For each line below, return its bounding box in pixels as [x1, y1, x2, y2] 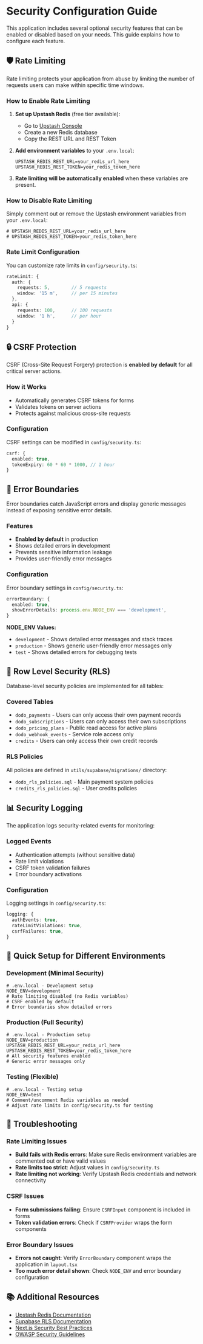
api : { [12, 302, 28, 308]
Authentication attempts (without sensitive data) [15, 851, 135, 858]
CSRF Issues [6, 1192, 44, 1200]
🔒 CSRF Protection [6, 342, 77, 352]
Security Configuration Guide [6, 4, 158, 18]
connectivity [15, 1177, 47, 1184]
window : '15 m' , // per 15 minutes [17, 290, 118, 296]
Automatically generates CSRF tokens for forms [15, 397, 135, 404]
